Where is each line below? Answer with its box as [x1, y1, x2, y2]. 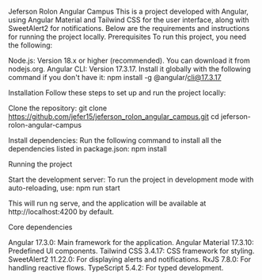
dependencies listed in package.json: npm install [8, 144, 168, 153]
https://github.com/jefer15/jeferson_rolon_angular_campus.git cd [8, 112, 219, 121]
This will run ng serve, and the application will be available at [8, 198, 207, 208]
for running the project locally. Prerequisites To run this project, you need [8, 32, 247, 41]
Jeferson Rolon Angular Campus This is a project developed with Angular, [8, 7, 249, 16]
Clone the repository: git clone [8, 103, 108, 113]
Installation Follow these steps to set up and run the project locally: [8, 88, 226, 98]
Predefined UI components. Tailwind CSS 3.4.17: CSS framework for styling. [8, 246, 255, 255]
